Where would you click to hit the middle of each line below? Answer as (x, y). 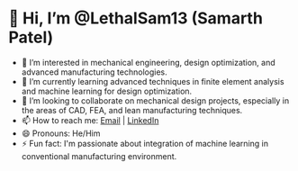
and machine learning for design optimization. (107, 91)
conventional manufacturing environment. (99, 156)
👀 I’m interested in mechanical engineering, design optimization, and (148, 62)
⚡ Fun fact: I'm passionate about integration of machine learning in (145, 143)
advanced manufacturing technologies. (94, 72)
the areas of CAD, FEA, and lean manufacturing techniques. (132, 110)
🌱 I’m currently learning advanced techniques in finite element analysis (153, 81)
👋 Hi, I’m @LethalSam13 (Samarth (135, 18)
